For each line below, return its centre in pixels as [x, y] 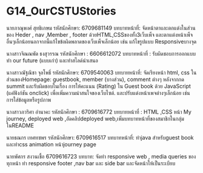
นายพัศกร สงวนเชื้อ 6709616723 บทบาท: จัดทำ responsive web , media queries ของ [101, 156]
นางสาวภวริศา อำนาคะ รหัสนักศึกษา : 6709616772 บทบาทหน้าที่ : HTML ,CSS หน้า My [99, 112]
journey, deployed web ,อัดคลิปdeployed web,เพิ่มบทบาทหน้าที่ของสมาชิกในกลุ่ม [95, 119]
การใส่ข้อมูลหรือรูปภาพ [29, 100]
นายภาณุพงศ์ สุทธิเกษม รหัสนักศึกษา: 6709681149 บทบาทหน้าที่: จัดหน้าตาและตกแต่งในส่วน [101, 28]
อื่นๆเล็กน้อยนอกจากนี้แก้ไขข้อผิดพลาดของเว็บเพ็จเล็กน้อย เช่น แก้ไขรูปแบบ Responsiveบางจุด [101, 41]
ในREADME [20, 125]
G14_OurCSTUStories [61, 11]
